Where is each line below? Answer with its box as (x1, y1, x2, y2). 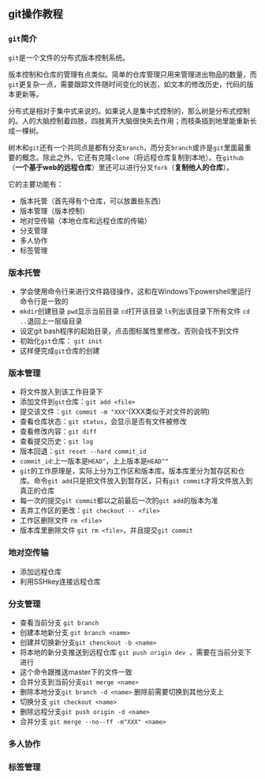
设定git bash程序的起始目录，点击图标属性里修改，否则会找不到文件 (19, 326, 240, 335)
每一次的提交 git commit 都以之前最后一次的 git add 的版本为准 (19, 496, 218, 505)
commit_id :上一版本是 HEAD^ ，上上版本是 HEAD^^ (19, 456, 170, 466)
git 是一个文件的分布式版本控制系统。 (8, 52, 130, 62)
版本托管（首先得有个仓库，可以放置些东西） (19, 196, 166, 206)
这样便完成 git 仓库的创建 (19, 346, 100, 355)
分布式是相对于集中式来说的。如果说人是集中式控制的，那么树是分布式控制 (8, 106, 250, 115)
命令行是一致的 (19, 296, 69, 306)
